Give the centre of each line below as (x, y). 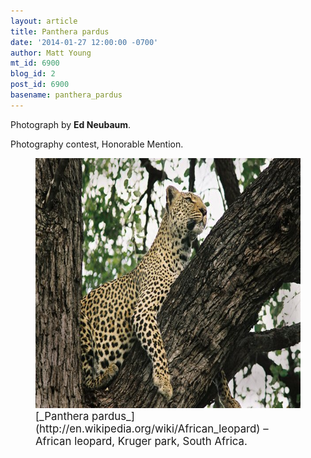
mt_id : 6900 (35, 63)
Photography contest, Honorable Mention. (97, 144)
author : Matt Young (51, 53)
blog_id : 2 (33, 74)
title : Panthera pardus (60, 31)
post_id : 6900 (40, 85)
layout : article (44, 21)
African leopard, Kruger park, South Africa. (141, 441)
